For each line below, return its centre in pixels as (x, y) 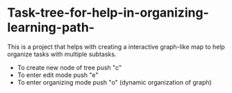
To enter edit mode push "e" (58, 75)
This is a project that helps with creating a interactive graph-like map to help (116, 46)
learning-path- (51, 27)
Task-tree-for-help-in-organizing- (108, 13)
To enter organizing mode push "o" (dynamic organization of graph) (114, 82)
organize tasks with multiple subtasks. (62, 54)
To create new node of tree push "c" (69, 67)
